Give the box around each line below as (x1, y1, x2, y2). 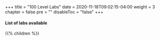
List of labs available (5, 20, 48, 26)
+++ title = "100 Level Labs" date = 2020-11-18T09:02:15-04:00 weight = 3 (5, 4, 155, 10)
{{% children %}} (5, 30, 40, 36)
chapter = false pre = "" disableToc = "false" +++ (5, 9, 104, 15)
